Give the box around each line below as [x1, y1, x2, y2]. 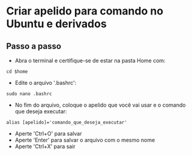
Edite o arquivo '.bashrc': [14, 80, 77, 86]
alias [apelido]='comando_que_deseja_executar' [6, 119, 128, 125]
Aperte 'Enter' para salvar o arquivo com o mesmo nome [14, 137, 155, 143]
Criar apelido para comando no [6, 4, 164, 18]
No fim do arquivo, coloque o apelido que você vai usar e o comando [14, 101, 186, 108]
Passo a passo [6, 41, 62, 51]
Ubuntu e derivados [6, 17, 107, 31]
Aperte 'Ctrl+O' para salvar [14, 130, 82, 137]
